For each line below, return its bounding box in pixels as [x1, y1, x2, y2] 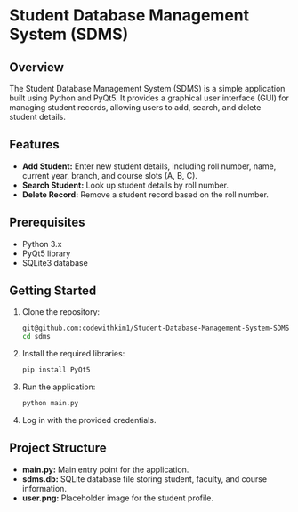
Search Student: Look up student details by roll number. [21, 180, 230, 190]
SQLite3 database [21, 257, 89, 268]
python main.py [21, 399, 79, 408]
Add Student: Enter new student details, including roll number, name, [21, 161, 277, 172]
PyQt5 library [21, 248, 71, 259]
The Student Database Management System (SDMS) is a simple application [9, 84, 286, 93]
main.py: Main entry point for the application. [21, 464, 189, 475]
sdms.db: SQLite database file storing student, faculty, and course [21, 473, 268, 484]
